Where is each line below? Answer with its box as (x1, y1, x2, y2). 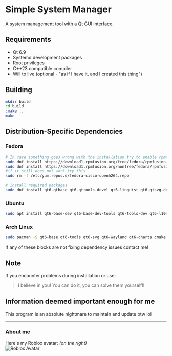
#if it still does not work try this (5, 169, 86, 174)
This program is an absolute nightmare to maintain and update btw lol (5, 310, 152, 317)
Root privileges (12, 60, 45, 66)
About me (5, 328, 31, 336)
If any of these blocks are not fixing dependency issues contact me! (5, 244, 148, 250)
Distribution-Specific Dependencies (5, 127, 123, 136)
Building (5, 85, 32, 94)
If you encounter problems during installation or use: (5, 273, 116, 279)
